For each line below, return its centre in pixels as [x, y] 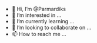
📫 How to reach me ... [39, 34]
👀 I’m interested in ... [36, 15]
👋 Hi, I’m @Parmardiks [39, 9]
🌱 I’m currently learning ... [43, 21]
